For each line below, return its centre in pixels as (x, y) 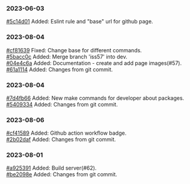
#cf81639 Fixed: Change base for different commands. (74, 50)
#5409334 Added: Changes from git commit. (62, 104)
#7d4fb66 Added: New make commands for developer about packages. (95, 98)
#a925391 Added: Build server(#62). (51, 168)
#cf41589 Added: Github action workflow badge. (66, 133)
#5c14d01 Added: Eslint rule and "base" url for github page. (80, 22)
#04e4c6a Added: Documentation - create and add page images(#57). (94, 63)
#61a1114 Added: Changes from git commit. (60, 69)
